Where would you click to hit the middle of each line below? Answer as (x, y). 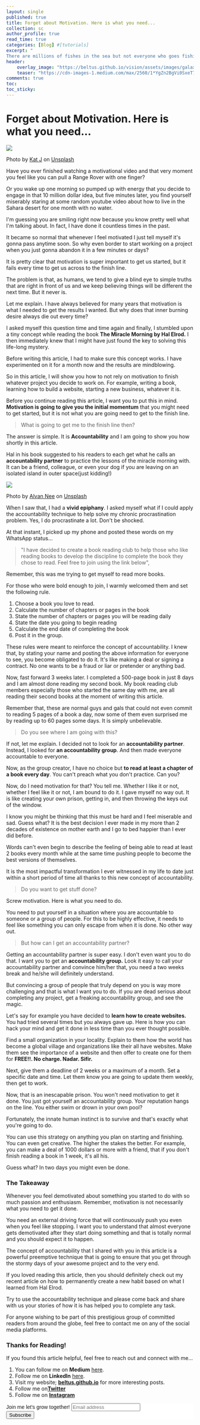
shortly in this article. (32, 443)
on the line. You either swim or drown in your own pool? (74, 1107)
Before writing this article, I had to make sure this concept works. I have (94, 358)
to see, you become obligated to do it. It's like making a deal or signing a (95, 659)
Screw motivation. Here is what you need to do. (64, 900)
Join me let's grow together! (38, 1407)
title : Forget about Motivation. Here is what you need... (81, 23)
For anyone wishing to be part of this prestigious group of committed (90, 1317)
